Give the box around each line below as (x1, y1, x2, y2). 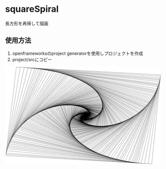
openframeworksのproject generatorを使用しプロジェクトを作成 (12, 50, 143, 56)
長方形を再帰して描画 (5, 20, 48, 26)
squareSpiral (5, 3, 59, 15)
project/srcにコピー (12, 56, 52, 62)
